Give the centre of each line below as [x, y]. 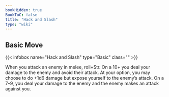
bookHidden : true [24, 10]
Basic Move [24, 45]
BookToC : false [21, 15]
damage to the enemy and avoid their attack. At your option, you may [78, 72]
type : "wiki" [19, 24]
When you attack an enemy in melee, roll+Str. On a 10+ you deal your [78, 67]
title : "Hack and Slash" [32, 19]
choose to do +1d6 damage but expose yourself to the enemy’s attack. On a [85, 78]
